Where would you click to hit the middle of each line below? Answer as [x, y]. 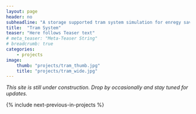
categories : [20, 49]
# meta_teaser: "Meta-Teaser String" [52, 38]
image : [14, 60]
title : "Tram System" [34, 28]
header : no [19, 17]
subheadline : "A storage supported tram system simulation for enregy [94, 22]
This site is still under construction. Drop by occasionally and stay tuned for [97, 87]
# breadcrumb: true [30, 44]
